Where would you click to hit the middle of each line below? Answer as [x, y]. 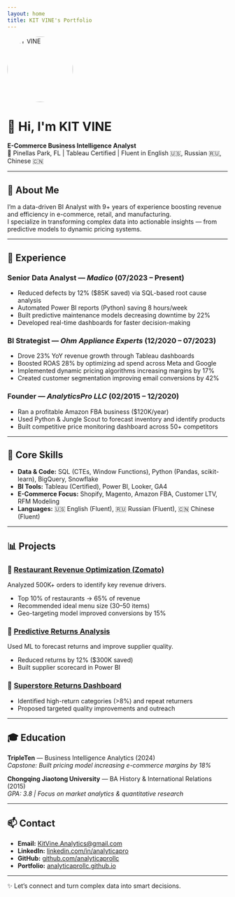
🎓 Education [37, 738]
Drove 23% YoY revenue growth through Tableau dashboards [106, 356]
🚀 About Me [33, 190]
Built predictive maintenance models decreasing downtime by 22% [114, 315]
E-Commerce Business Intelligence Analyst [72, 146]
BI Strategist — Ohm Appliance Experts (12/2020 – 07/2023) [112, 340]
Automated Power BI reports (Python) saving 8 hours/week [102, 308]
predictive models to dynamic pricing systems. [74, 229]
